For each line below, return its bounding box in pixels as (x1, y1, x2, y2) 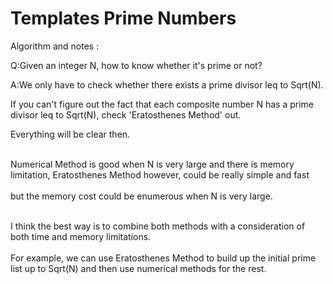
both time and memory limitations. (10, 230, 152, 242)
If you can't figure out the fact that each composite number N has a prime (10, 98, 314, 110)
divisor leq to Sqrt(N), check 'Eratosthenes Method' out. (10, 108, 242, 121)
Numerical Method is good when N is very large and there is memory (10, 158, 295, 170)
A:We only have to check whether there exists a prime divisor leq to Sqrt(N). (10, 78, 324, 91)
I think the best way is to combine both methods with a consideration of (10, 220, 306, 232)
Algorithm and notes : (10, 40, 100, 52)
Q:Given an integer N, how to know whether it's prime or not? (10, 59, 263, 71)
